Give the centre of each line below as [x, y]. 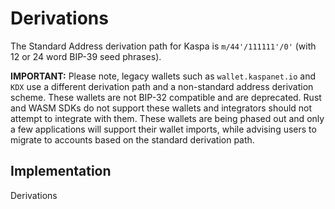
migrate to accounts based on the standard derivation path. [132, 139]
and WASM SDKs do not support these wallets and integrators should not [161, 108]
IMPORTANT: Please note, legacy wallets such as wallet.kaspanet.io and [163, 76]
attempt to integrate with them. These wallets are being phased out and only [167, 118]
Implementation [61, 171]
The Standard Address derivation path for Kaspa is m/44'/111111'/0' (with [163, 46]
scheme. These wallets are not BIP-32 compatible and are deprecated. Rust [166, 97]
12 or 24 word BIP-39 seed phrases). [86, 56]
